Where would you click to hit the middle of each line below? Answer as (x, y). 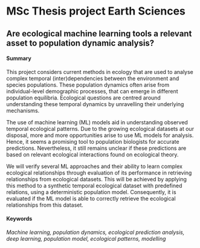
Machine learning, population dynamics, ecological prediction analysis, (95, 232)
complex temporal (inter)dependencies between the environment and (93, 78)
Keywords (19, 219)
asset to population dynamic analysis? (80, 43)
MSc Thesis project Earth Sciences (96, 11)
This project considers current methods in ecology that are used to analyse (100, 72)
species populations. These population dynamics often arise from (88, 85)
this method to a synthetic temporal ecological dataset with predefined (94, 186)
